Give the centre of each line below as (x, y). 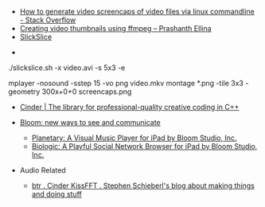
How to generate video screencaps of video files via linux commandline (137, 12)
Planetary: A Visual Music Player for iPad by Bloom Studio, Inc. (134, 138)
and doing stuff (57, 194)
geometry (24, 92)
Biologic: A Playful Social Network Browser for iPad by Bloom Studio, (144, 146)
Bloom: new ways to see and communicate (90, 122)
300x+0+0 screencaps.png (87, 92)
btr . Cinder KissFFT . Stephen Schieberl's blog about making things (143, 186)
